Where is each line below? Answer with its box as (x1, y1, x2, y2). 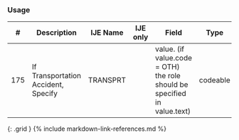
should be (155, 80, 188, 90)
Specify (31, 89, 58, 99)
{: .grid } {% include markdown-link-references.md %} (7, 124, 167, 133)
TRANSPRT (87, 75, 127, 85)
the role (155, 71, 181, 81)
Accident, (31, 80, 64, 90)
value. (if (155, 44, 185, 54)
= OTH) (155, 62, 180, 72)
